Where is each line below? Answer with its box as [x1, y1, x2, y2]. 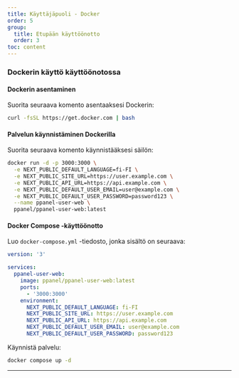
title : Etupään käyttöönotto [14, 30, 100, 38]
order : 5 [7, 17, 33, 24]
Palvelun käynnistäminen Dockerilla [7, 130, 116, 138]
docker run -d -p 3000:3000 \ [7, 160, 97, 167]
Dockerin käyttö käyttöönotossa [7, 67, 121, 77]
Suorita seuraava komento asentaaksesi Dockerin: [7, 101, 154, 109]
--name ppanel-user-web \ [14, 199, 91, 207]
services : [7, 264, 37, 271]
